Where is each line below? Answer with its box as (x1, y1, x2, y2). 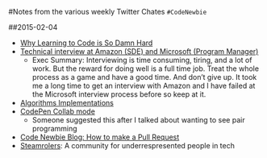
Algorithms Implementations (19, 98, 115, 107)
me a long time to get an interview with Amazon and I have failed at (31, 81, 256, 90)
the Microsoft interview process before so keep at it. (31, 89, 207, 99)
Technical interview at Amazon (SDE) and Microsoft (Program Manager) (19, 47, 259, 56)
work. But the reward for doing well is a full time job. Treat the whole (31, 64, 260, 73)
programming (31, 124, 78, 133)
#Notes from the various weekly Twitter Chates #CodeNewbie (8, 7, 207, 16)
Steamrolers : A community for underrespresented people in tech (19, 141, 236, 150)
